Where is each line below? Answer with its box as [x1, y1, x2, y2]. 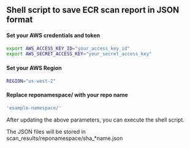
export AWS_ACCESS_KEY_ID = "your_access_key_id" [6, 45, 131, 52]
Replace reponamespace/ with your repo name [6, 92, 129, 99]
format [6, 15, 33, 25]
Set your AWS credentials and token [6, 31, 101, 39]
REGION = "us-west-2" [6, 78, 56, 84]
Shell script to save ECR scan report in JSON [6, 5, 180, 15]
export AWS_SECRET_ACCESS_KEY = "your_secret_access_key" [6, 51, 152, 57]
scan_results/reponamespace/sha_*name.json [6, 134, 123, 142]
